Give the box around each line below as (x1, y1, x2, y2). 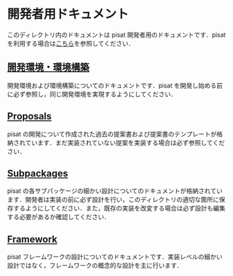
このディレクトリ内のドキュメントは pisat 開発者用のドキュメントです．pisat (7, 31, 226, 39)
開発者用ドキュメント (7, 6, 130, 22)
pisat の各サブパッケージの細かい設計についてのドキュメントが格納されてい (7, 187, 223, 195)
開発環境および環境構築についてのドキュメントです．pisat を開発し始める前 (7, 81, 223, 89)
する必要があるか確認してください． (7, 213, 111, 221)
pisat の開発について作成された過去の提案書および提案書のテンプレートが (7, 130, 217, 138)
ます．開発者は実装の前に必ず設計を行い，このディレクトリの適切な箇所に (7, 196, 220, 204)
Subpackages (7, 167, 68, 179)
